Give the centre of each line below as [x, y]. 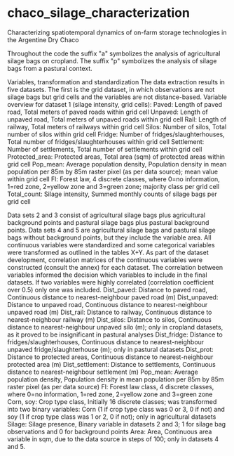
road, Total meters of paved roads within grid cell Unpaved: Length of [108, 112]
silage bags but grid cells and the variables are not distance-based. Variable [117, 97]
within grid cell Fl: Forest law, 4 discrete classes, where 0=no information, [114, 179]
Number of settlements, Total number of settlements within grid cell [105, 149]
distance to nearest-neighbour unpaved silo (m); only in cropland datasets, [115, 327]
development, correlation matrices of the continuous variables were [105, 260]
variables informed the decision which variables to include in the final [108, 275]
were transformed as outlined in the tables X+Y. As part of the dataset [108, 252]
